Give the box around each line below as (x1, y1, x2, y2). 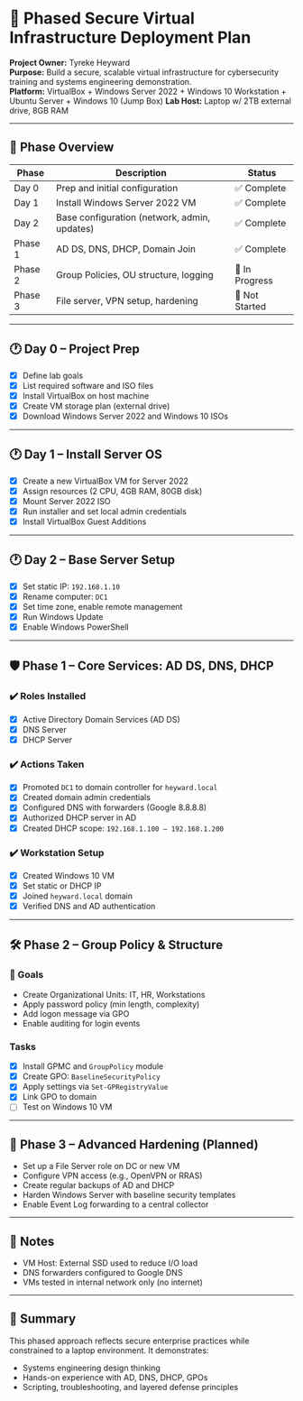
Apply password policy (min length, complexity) (22, 999, 200, 1009)
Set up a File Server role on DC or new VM (22, 1161, 180, 1172)
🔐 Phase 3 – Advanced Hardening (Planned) (9, 1137, 259, 1152)
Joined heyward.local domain (22, 890, 133, 901)
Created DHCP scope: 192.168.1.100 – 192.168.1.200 (22, 823, 225, 834)
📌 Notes (9, 1233, 55, 1249)
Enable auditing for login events (22, 1018, 141, 1028)
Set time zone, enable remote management (22, 601, 183, 612)
